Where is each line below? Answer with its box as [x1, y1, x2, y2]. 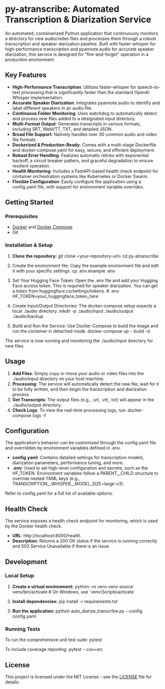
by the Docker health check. [5, 523, 63, 529]
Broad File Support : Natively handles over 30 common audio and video [12, 131, 157, 137]
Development [5, 558, 48, 566]
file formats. [12, 136, 37, 142]
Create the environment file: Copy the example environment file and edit [12, 262, 159, 268]
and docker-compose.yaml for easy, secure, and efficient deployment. [12, 147, 156, 153]
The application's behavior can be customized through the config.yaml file [5, 440, 156, 446]
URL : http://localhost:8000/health [12, 533, 81, 539]
